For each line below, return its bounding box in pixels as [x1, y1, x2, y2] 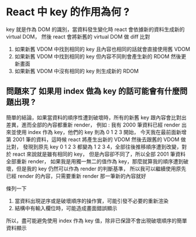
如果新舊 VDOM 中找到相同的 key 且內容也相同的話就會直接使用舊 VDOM [14, 45, 190, 53]
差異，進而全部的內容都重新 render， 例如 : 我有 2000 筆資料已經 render [6, 121, 180, 128]
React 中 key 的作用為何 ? [6, 5, 130, 19]
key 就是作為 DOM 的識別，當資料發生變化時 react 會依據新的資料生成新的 [6, 26, 185, 33]
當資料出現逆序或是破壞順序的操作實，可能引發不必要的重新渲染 [14, 197, 169, 204]
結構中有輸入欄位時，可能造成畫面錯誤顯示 [14, 204, 118, 211]
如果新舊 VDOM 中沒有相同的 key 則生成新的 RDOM [14, 67, 139, 74]
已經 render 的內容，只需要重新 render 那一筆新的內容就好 [6, 172, 146, 179]
